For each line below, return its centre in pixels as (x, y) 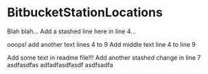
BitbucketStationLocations (85, 13)
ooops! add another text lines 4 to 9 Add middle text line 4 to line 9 (101, 44)
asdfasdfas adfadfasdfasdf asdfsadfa (60, 64)
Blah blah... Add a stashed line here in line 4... (71, 31)
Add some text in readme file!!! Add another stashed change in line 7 (104, 57)
